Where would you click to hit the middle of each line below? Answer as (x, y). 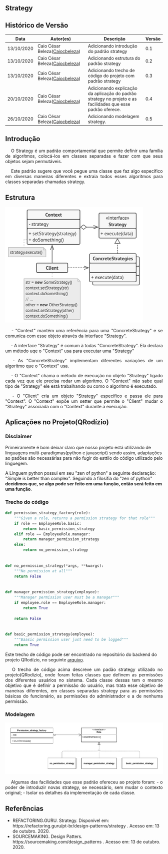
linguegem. (17, 463)
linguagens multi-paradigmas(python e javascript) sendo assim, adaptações (83, 453)
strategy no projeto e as (112, 99)
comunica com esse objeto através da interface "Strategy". (66, 336)
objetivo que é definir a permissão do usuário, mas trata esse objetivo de (84, 685)
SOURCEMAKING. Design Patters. (47, 836)
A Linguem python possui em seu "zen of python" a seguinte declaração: (80, 473)
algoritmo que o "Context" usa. (37, 366)
